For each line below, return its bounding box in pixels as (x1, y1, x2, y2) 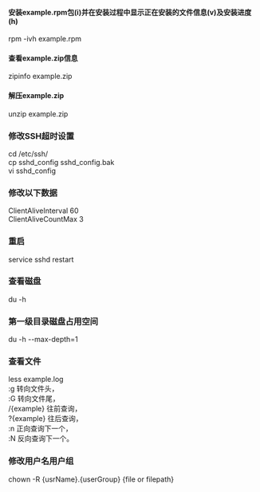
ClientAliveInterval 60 (8, 206, 79, 215)
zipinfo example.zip (8, 72, 73, 81)
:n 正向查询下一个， (8, 423, 73, 434)
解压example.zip (8, 91, 65, 100)
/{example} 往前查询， (8, 403, 82, 414)
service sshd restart (8, 254, 74, 264)
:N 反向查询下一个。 (8, 434, 74, 443)
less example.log (8, 375, 64, 384)
